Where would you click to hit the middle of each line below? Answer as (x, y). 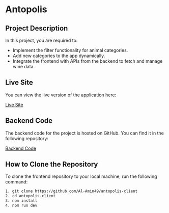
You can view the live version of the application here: (61, 95)
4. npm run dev (21, 206)
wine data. (23, 66)
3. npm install (21, 201)
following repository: (27, 138)
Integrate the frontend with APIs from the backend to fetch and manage (88, 61)
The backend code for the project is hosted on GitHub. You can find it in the (85, 133)
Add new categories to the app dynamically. (59, 56)
